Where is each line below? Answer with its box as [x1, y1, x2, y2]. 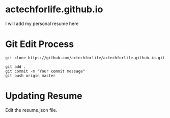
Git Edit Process [5, 38, 74, 50]
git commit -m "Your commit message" [5, 68, 86, 74]
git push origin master [5, 73, 56, 78]
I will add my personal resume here [5, 20, 79, 27]
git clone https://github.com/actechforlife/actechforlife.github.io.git [5, 55, 165, 60]
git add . [5, 64, 26, 69]
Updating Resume [5, 90, 82, 102]
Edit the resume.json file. [5, 107, 58, 113]
